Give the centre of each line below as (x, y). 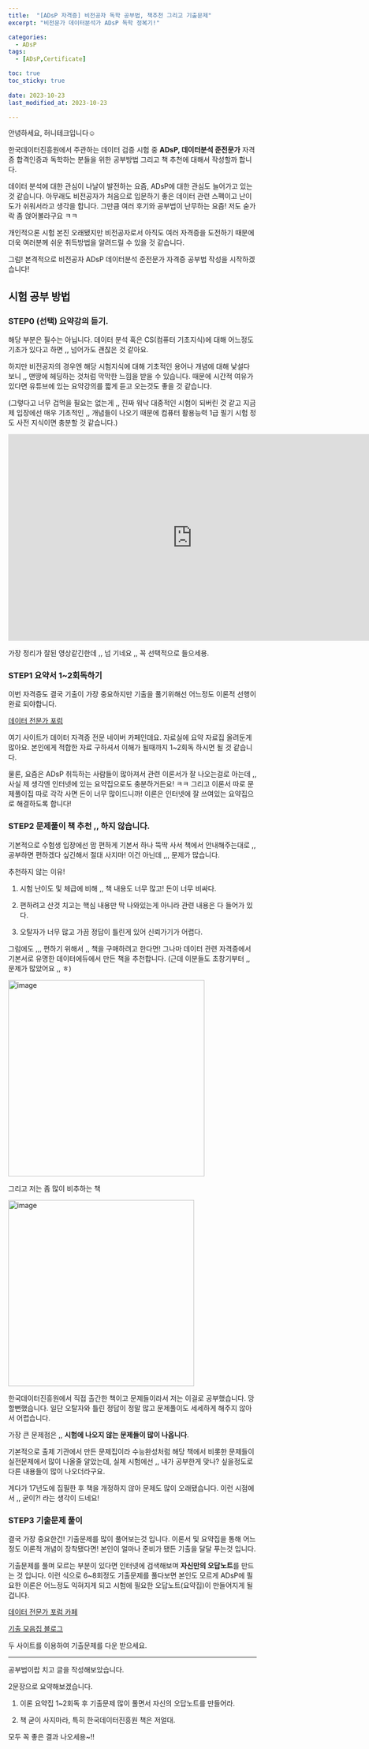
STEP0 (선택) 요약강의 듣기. (58, 321)
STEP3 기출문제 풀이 (45, 1520)
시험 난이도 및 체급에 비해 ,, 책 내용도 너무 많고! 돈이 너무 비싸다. (118, 888)
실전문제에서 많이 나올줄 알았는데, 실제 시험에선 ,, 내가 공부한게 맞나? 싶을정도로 (131, 1461)
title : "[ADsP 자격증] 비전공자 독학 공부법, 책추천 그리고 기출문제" (110, 15)
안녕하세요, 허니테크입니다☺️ (52, 133)
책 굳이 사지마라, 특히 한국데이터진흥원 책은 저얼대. (97, 1720)
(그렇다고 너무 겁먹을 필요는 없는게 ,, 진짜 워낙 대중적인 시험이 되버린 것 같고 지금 (132, 403)
